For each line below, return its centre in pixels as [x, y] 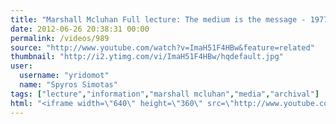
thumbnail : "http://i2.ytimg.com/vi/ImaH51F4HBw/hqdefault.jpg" [147, 57]
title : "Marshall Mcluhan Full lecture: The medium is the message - [158, 19]
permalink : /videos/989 [60, 38]
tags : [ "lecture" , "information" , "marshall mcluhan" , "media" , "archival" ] [165, 94]
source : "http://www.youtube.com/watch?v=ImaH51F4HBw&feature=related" [162, 47]
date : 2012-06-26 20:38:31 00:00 [80, 29]
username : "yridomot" [64, 76]
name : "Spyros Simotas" [68, 85]
